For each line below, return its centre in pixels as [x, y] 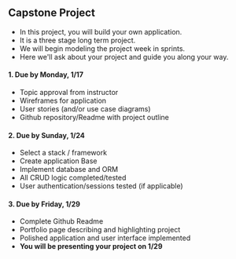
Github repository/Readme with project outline [94, 118]
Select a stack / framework [63, 153]
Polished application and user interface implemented [105, 238]
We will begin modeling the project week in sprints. [102, 48]
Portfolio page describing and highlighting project [100, 230]
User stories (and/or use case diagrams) [85, 109]
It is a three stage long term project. [77, 40]
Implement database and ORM [69, 170]
